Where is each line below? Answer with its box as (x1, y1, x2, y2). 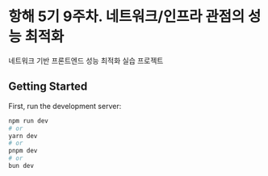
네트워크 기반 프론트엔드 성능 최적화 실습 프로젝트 (8, 56, 164, 65)
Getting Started (8, 80, 88, 94)
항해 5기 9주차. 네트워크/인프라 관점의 (8, 7, 245, 26)
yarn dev (8, 132, 38, 140)
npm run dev (8, 116, 48, 125)
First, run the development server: (8, 101, 122, 111)
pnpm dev (8, 147, 38, 155)
